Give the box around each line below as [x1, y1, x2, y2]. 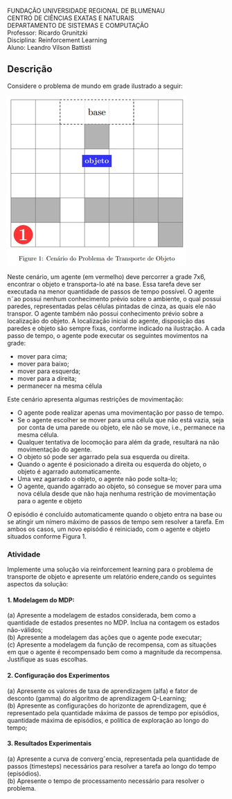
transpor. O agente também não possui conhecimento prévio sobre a [7, 309, 204, 318]
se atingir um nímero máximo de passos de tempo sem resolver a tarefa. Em [7, 517, 224, 526]
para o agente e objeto [17, 496, 82, 505]
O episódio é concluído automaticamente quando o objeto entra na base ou [7, 510, 223, 519]
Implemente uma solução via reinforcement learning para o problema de [7, 565, 213, 574]
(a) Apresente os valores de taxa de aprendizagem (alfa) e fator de [7, 686, 198, 695]
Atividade [7, 549, 41, 559]
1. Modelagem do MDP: [7, 595, 75, 604]
